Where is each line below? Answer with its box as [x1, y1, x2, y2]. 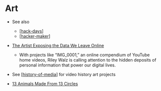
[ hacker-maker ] [19, 33, 51, 39]
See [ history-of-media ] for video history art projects [12, 71, 116, 77]
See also [12, 19, 30, 25]
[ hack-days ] [19, 28, 44, 34]
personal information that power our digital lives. [19, 62, 116, 68]
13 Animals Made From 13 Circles [12, 80, 78, 87]
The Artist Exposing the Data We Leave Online [12, 42, 104, 48]
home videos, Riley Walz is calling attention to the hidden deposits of [19, 57, 157, 63]
